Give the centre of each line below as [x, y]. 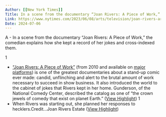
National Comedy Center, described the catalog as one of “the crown [83, 93]
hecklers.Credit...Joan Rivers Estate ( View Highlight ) [65, 109]
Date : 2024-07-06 [23, 23]
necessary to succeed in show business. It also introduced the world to [85, 83]
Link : [11, 19]
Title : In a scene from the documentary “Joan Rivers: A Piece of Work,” [83, 14]
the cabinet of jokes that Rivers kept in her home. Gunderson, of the [81, 88]
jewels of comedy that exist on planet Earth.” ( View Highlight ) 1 [76, 99]
